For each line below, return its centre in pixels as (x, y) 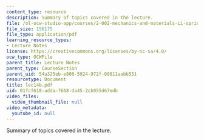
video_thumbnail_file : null (47, 102)
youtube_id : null (34, 113)
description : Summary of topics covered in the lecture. (80, 18)
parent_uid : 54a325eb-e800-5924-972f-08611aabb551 (72, 74)
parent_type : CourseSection (42, 68)
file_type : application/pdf (42, 35)
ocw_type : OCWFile (29, 57)
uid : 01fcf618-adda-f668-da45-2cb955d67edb (62, 91)
